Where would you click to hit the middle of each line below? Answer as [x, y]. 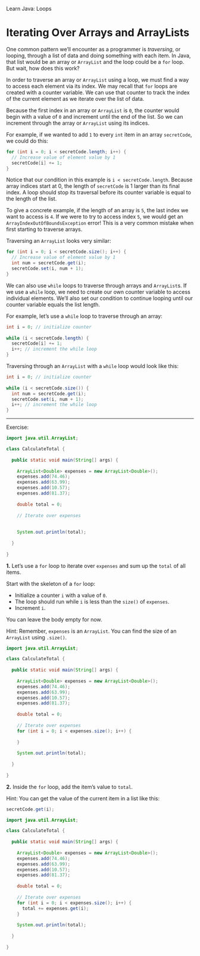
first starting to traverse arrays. [44, 230]
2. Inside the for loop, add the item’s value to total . [69, 787]
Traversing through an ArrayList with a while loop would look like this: [92, 366]
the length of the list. [32, 199]
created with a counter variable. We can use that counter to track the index [98, 92]
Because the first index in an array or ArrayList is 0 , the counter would [93, 110]
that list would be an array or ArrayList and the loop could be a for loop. [95, 61]
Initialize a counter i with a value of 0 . [61, 595]
